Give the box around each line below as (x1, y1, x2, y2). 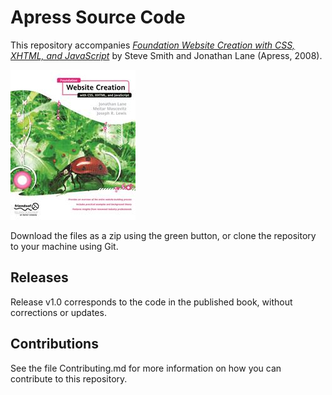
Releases (10, 269, 69, 286)
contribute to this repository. (10, 372, 128, 385)
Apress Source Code (10, 6, 186, 29)
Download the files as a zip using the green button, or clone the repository (10, 229, 317, 241)
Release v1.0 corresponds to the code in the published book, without (10, 296, 293, 308)
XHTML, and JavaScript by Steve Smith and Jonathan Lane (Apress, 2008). (10, 49, 323, 61)
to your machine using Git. (10, 240, 119, 252)
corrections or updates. (10, 306, 107, 318)
